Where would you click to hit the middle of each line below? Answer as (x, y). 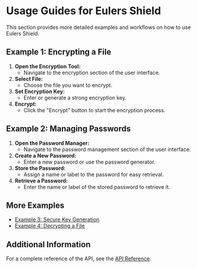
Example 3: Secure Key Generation (57, 220)
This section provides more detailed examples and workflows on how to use (98, 27)
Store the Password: (40, 168)
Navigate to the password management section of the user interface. (107, 149)
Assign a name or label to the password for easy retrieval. (93, 174)
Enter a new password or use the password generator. (89, 162)
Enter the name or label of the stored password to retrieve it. (97, 187)
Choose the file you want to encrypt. (68, 85)
